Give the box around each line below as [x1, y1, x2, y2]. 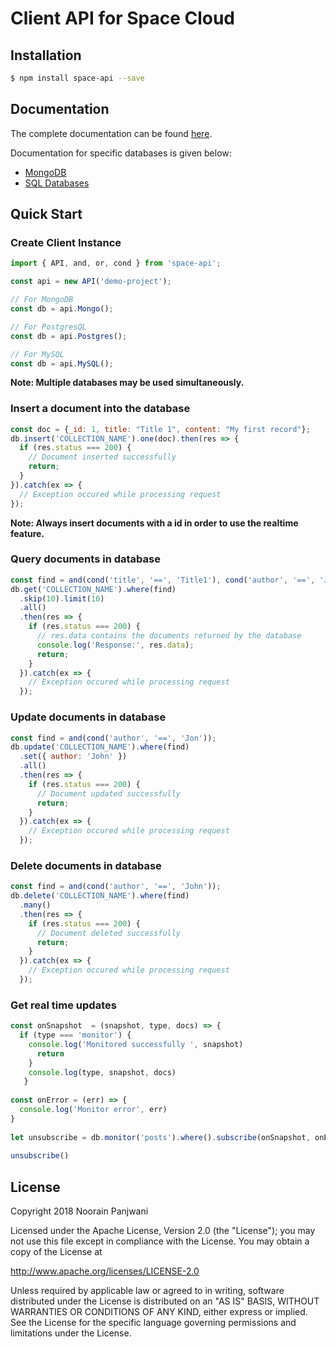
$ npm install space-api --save [10, 73, 145, 83]
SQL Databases [24, 177, 90, 189]
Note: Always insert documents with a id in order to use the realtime [10, 517, 299, 529]
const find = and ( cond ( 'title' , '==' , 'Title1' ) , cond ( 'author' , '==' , [10, 575, 316, 585]
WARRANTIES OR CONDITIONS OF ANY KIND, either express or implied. [10, 1306, 308, 1318]
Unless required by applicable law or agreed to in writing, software [10, 1285, 285, 1297]
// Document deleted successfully [36, 928, 182, 938]
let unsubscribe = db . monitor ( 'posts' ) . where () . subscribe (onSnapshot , [10, 1132, 311, 1142]
